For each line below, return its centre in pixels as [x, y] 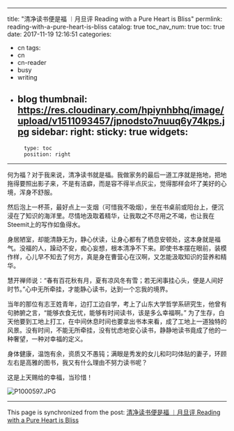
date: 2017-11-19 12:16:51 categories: [60, 34]
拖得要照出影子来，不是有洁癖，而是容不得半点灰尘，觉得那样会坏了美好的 [114, 183]
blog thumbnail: [52, 100]
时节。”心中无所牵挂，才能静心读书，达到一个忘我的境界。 [89, 289]
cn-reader [32, 63]
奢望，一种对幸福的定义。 [50, 339]
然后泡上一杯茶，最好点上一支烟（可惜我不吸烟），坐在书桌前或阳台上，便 [112, 207]
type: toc [38, 148]
